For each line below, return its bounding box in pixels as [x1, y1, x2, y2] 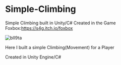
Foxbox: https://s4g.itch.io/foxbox [5, 25, 73, 31]
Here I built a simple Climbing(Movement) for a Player [5, 44, 115, 50]
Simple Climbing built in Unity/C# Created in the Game [5, 20, 116, 26]
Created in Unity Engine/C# [5, 54, 61, 60]
